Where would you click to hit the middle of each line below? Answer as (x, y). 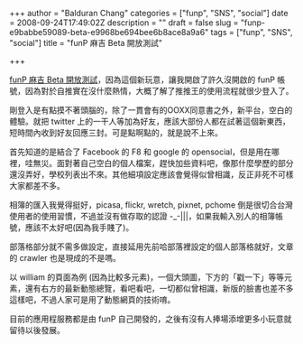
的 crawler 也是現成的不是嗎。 (65, 258)
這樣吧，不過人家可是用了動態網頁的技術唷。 (92, 300)
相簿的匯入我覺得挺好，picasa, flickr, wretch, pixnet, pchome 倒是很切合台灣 (151, 205)
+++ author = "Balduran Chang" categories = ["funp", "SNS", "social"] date (149, 13)
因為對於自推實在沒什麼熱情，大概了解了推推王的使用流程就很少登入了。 (159, 91)
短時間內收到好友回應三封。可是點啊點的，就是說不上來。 (116, 133)
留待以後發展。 (37, 330)
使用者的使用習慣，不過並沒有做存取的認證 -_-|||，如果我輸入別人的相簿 (142, 216)
